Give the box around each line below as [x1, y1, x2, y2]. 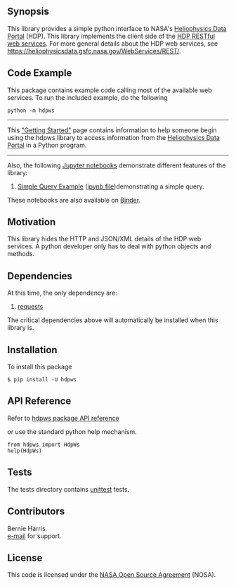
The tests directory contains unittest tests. [7, 485, 130, 493]
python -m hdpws [7, 107, 55, 114]
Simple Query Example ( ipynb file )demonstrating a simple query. [17, 182, 204, 191]
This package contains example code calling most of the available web [7, 86, 212, 94]
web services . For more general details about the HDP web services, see [7, 39, 218, 48]
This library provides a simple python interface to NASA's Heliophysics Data [7, 24, 227, 32]
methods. [7, 250, 35, 258]
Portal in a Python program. [7, 141, 87, 149]
